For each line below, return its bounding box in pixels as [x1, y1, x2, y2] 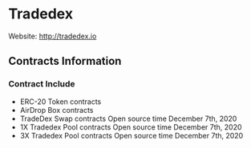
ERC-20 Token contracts [19, 97, 102, 106]
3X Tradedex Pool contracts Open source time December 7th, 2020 [19, 130, 244, 140]
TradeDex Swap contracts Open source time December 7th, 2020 [19, 114, 237, 123]
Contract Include [8, 78, 75, 90]
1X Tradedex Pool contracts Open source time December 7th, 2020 [19, 122, 242, 132]
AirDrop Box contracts [19, 105, 94, 114]
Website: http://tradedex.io [8, 31, 97, 41]
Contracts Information [8, 54, 122, 68]
